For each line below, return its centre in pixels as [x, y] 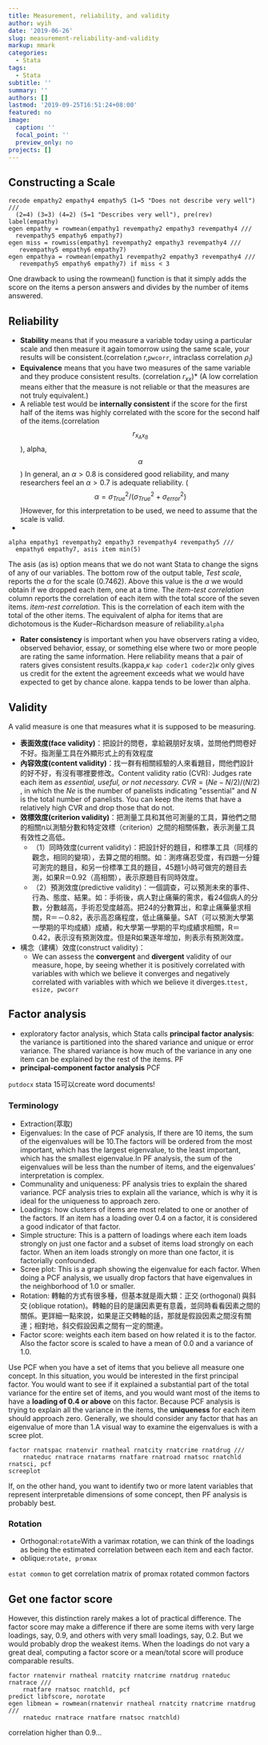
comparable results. [41, 1661]
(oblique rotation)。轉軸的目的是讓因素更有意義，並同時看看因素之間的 [144, 1306]
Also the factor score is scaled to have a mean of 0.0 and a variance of [136, 1343]
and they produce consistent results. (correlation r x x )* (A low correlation [139, 377]
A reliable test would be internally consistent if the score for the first [134, 404]
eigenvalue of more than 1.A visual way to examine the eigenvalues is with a [133, 1427]
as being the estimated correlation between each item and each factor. [136, 1550]
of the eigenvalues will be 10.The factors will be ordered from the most [136, 1141]
